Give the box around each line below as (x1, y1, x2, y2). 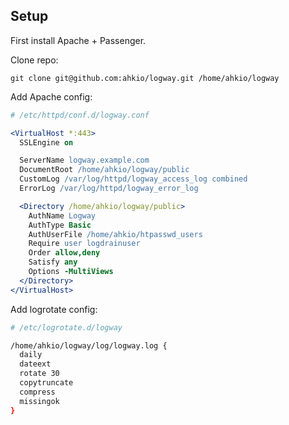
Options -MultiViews (28, 267, 114, 277)
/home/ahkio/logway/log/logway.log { (10, 340, 168, 351)
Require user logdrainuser (28, 239, 141, 249)
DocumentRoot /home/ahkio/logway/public (19, 165, 190, 175)
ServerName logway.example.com (19, 155, 150, 166)
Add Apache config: (10, 90, 93, 103)
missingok (19, 396, 60, 406)
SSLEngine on (19, 137, 74, 148)
